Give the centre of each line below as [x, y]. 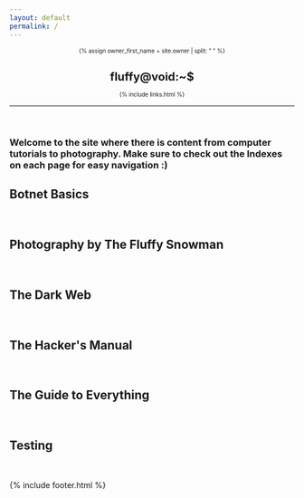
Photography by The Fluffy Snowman [117, 245]
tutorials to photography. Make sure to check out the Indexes [146, 153]
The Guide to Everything [80, 395]
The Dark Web [51, 295]
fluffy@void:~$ [152, 77]
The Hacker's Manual [71, 345]
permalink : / [34, 26]
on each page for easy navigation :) [89, 165]
